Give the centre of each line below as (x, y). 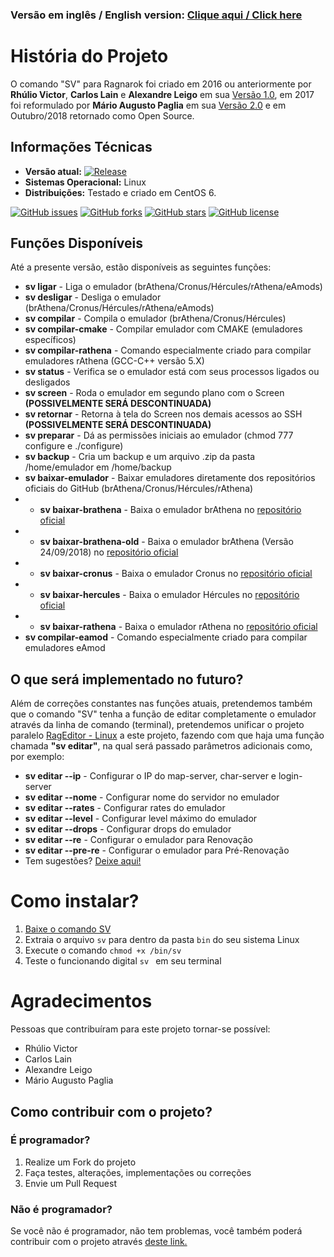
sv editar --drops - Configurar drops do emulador (128, 829)
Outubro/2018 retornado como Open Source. (102, 115)
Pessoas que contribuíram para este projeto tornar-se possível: (140, 1029)
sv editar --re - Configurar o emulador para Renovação (138, 840)
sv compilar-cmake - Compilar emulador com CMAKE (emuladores (163, 329)
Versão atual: (53, 171)
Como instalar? (75, 901)
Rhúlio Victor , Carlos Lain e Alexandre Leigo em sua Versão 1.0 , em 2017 (162, 94)
